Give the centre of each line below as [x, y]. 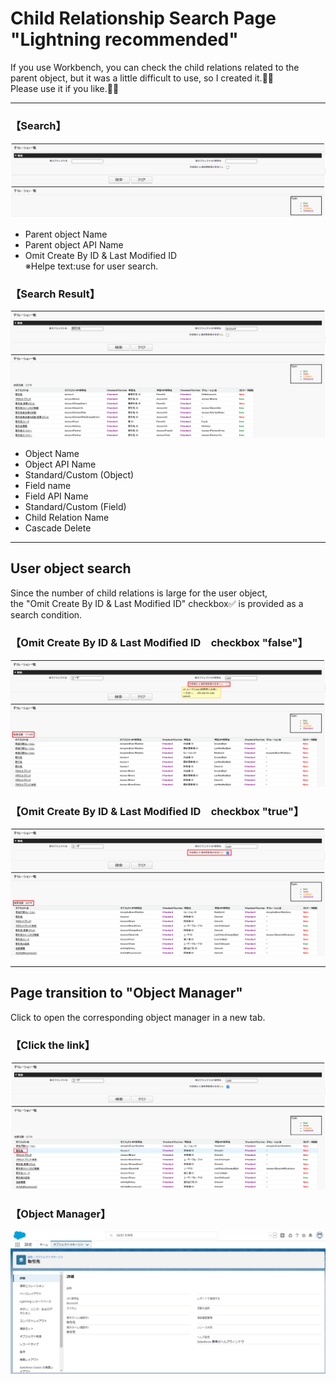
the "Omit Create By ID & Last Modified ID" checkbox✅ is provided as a [157, 603]
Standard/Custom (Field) [75, 506]
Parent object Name [66, 234]
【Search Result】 [55, 294]
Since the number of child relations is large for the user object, [139, 593]
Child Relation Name [67, 517]
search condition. [46, 614]
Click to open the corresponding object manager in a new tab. [138, 1017]
